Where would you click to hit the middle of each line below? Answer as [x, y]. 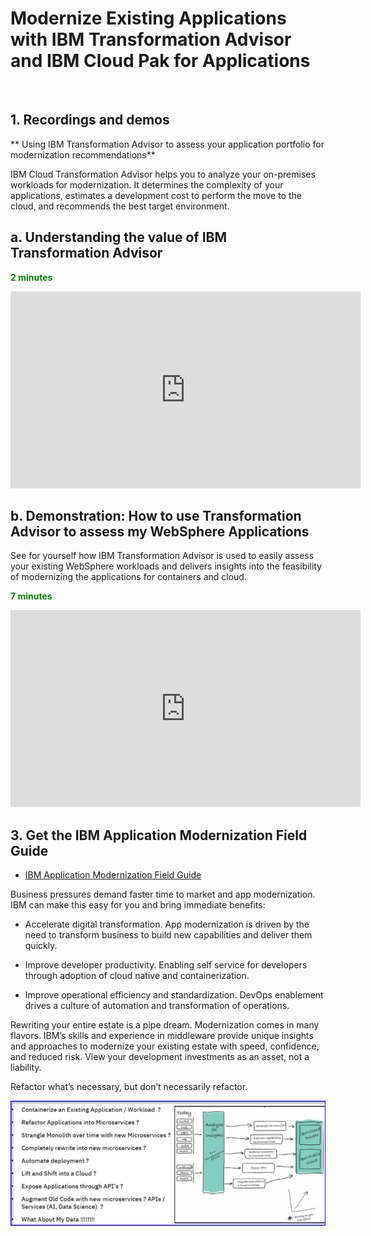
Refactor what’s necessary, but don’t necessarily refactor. [129, 1087]
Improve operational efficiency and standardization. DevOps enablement [174, 995]
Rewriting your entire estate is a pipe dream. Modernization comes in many [165, 1025]
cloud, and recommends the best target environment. [120, 206]
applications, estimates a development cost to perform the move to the [156, 195]
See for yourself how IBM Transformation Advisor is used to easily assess [162, 556]
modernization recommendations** [83, 154]
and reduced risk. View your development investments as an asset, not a [160, 1057]
